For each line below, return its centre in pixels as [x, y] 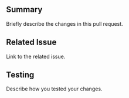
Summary [24, 10]
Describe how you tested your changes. [54, 89]
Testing [20, 75]
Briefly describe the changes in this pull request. [64, 23]
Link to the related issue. [36, 56]
